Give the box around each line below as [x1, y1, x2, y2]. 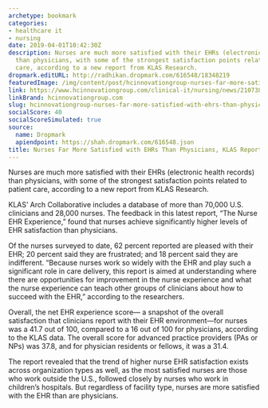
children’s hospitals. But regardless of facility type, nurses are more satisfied [8, 382, 260, 392]
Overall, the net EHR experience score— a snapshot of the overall [8, 307, 224, 317]
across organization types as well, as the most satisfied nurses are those [8, 366, 247, 375]
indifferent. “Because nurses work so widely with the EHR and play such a [8, 258, 251, 268]
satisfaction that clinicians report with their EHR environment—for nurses [8, 316, 248, 326]
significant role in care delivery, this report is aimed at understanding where [8, 266, 257, 276]
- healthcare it [8, 26, 62, 34]
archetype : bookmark [8, 11, 77, 20]
